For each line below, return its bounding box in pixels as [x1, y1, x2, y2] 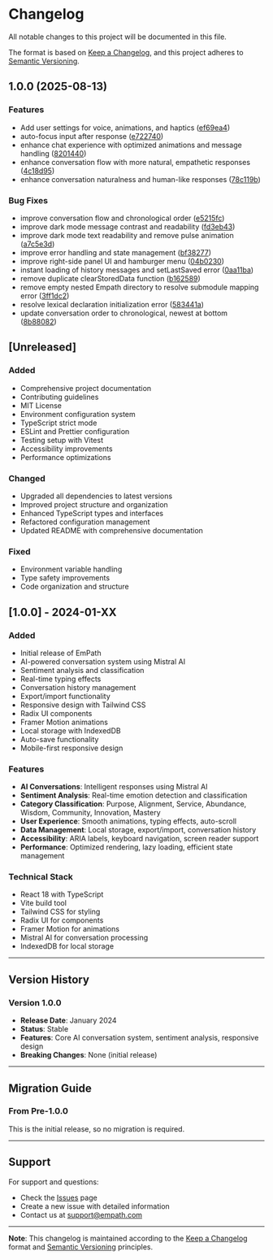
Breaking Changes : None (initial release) [19, 1050, 158, 1060]
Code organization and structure [19, 582, 130, 592]
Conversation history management [19, 682, 136, 692]
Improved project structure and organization [19, 499, 168, 509]
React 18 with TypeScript [19, 889, 104, 899]
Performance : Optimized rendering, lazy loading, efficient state [19, 842, 233, 852]
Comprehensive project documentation [19, 383, 152, 393]
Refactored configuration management [19, 517, 150, 527]
